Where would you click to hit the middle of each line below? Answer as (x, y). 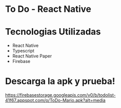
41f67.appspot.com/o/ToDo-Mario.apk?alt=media (55, 101)
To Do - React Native (48, 9)
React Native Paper (32, 56)
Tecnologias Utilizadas (53, 32)
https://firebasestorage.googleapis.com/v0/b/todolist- (60, 95)
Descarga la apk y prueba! (60, 81)
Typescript (23, 51)
